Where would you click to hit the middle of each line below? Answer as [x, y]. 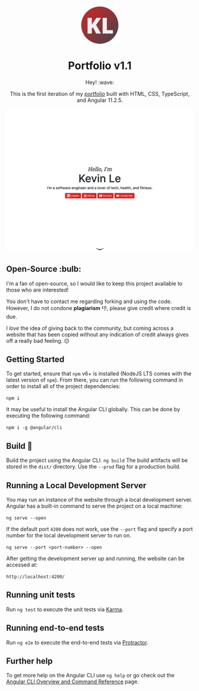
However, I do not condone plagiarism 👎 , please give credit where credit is [99, 308]
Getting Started [35, 359]
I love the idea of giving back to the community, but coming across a [90, 328]
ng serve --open [26, 518]
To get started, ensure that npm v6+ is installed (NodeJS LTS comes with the [99, 374]
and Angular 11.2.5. [100, 100]
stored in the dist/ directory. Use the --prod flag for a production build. [94, 467]
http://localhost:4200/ [36, 577]
